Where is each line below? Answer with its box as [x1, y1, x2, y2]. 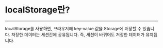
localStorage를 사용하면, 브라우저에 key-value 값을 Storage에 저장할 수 [5, 25, 142, 31]
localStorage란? [5, 4, 70, 15]
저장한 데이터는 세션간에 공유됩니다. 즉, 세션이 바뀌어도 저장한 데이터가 [11, 32, 145, 37]
